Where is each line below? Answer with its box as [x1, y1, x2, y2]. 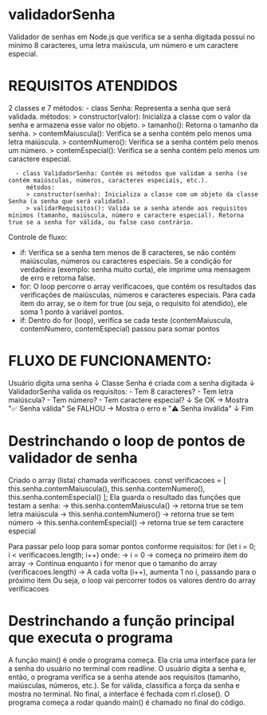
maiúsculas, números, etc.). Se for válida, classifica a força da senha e [8, 680, 241, 690]
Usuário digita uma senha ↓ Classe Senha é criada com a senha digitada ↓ [8, 378, 256, 387]
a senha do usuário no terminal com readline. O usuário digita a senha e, [8, 663, 246, 673]
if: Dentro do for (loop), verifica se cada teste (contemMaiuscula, [19, 315, 233, 324]
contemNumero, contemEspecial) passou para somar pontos [19, 324, 220, 333]
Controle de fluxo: [8, 232, 68, 242]
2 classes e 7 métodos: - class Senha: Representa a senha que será [8, 103, 231, 112]
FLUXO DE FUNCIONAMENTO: [8, 352, 212, 370]
